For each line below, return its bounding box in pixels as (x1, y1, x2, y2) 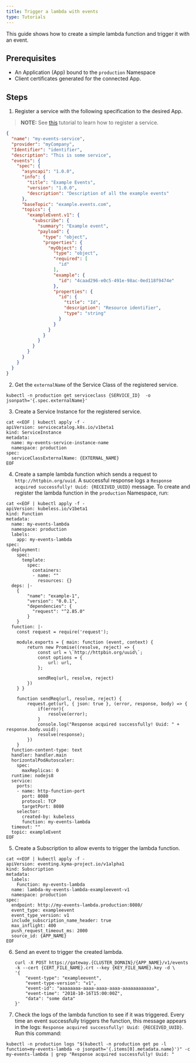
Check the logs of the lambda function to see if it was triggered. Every (14, 1011, 185, 1018)
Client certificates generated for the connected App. (14, 75, 141, 82)
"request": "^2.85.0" (32, 608, 85, 614)
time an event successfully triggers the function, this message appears (14, 1017, 187, 1024)
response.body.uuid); (6, 726, 59, 732)
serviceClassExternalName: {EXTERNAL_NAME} (11, 455, 119, 461)
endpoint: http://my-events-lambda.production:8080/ (11, 902, 143, 908)
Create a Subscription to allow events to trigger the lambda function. (14, 844, 180, 851)
